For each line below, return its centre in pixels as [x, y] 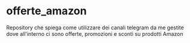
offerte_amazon [46, 11]
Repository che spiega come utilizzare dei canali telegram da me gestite [95, 27]
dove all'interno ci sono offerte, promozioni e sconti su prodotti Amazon [95, 33]
